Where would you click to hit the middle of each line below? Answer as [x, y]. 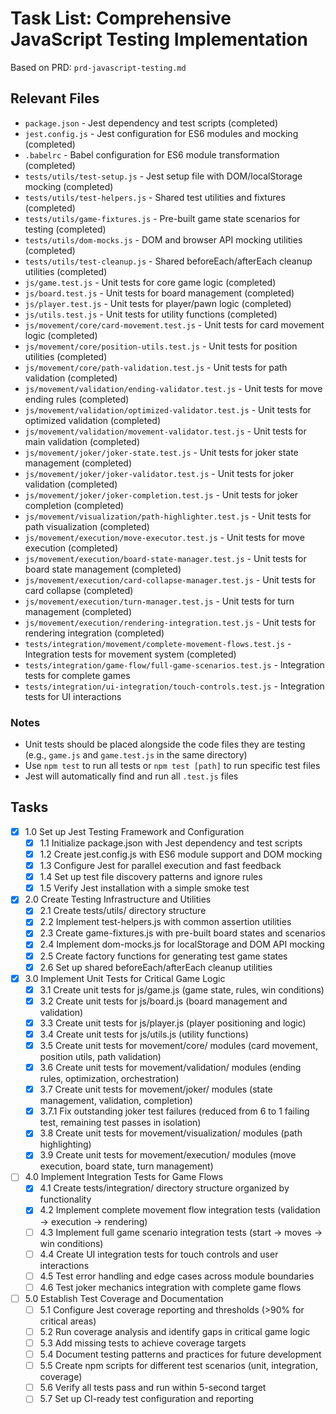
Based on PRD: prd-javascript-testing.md [98, 67]
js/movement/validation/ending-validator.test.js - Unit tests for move [173, 388]
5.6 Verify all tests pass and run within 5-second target [153, 1388]
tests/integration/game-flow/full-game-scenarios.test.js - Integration [174, 664]
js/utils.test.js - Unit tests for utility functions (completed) [151, 314]
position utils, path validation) [100, 1057]
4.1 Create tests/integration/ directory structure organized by [164, 1188]
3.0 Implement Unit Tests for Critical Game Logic [125, 978]
